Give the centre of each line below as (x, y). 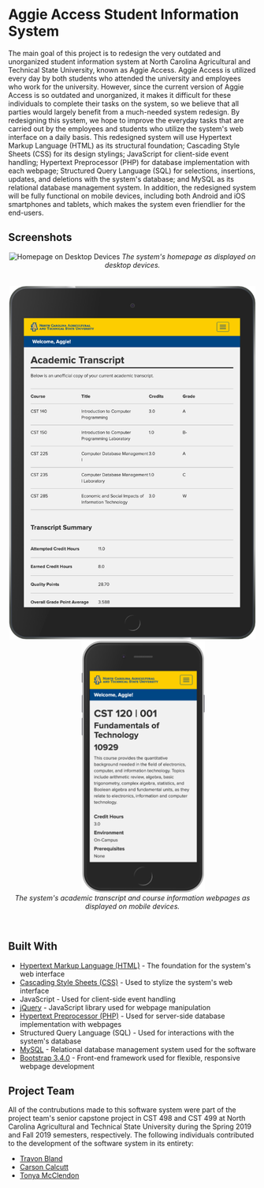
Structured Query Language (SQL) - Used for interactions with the (127, 1032)
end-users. (26, 212)
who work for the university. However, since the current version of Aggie (126, 86)
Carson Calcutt (44, 1167)
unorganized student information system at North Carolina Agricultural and (129, 62)
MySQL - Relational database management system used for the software (138, 1049)
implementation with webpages (71, 1024)
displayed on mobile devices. (132, 906)
